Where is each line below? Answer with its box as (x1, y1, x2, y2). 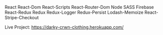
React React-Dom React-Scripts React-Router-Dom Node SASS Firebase (4, 4, 154, 10)
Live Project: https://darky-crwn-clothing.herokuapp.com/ (4, 24, 124, 30)
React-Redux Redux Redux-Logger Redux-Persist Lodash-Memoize (4, 9, 144, 15)
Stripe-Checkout (4, 15, 39, 20)
